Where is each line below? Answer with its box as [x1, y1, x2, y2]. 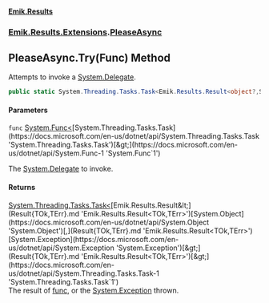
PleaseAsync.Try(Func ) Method [8, 50, 171, 64]
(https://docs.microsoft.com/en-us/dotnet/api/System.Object [8, 217, 210, 227]
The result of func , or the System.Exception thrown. [8, 285, 179, 295]
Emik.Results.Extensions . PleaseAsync [8, 26, 163, 38]
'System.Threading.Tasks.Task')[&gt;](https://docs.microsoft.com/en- [8, 140, 239, 150]
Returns [8, 183, 36, 192]
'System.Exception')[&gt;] [115, 243, 201, 252]
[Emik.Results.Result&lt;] [110, 200, 191, 210]
